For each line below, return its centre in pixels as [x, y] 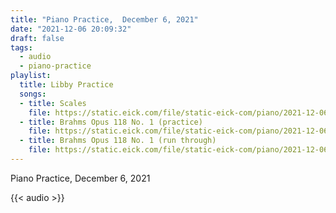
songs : [33, 94]
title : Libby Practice [66, 85]
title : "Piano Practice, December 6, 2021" [104, 19]
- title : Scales [53, 103]
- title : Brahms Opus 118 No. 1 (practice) [111, 122]
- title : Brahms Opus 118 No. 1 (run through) [118, 141]
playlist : [31, 76]
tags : [21, 47]
